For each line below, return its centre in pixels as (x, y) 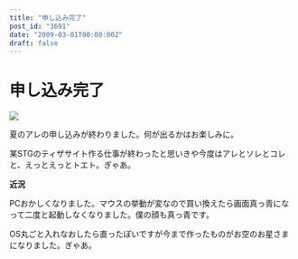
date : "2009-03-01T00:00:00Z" (66, 34)
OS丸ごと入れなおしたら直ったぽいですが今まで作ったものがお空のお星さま (149, 234)
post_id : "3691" (40, 26)
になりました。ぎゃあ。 (53, 245)
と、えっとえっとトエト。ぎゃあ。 (72, 165)
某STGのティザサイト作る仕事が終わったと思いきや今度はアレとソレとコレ (148, 154)
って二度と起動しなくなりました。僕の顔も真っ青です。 (112, 215)
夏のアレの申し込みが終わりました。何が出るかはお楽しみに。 (124, 134)
